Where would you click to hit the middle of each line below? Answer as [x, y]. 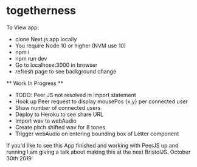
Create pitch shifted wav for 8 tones [60, 127]
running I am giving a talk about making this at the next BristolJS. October [98, 152]
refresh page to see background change [66, 71]
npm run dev [31, 58]
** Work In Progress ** [35, 83]
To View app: [23, 27]
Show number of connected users [58, 107]
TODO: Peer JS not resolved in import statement [76, 95]
